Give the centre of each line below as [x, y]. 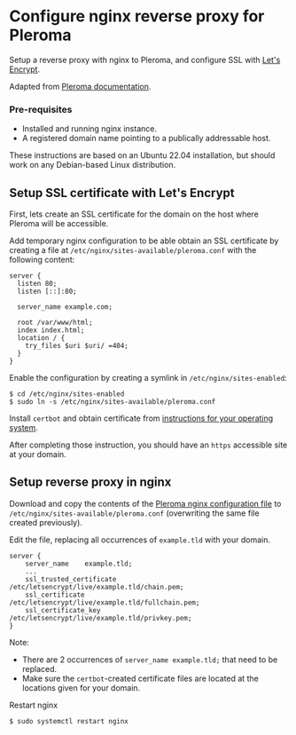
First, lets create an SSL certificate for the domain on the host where [134, 214]
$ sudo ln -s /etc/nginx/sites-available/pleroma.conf [113, 402]
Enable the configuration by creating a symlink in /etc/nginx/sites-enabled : [148, 378]
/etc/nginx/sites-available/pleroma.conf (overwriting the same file [134, 513]
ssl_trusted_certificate [71, 579]
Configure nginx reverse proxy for [137, 16]
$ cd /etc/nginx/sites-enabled [67, 394]
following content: [42, 260]
